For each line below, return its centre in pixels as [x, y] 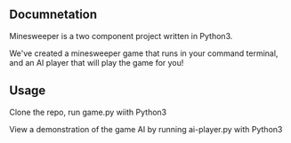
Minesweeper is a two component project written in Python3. [121, 36]
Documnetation [53, 15]
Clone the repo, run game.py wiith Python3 [88, 112]
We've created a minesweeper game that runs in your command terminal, [144, 53]
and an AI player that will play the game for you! [97, 62]
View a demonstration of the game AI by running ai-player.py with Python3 [146, 129]
